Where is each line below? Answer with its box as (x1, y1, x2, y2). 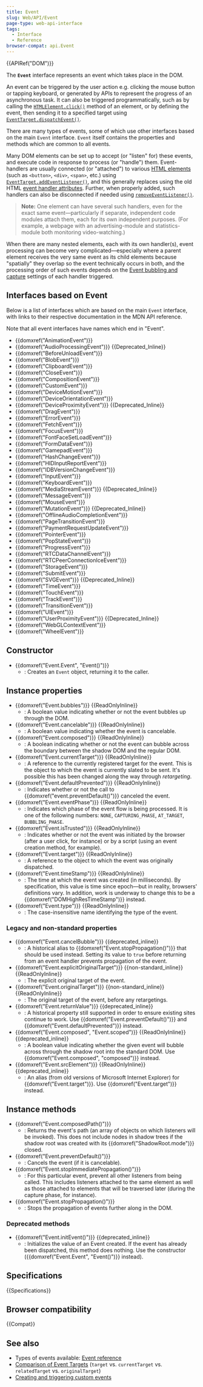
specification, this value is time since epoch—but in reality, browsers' (24, 883, 198, 890)
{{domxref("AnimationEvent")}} (15, 336, 93, 344)
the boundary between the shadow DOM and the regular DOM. (24, 747, 181, 754)
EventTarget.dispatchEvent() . (6, 115, 82, 122)
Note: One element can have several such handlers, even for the (21, 202, 183, 210)
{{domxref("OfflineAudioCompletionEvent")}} (15, 511, 128, 518)
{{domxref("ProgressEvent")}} (15, 543, 91, 551)
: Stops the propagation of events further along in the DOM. (24, 1204, 173, 1212)
